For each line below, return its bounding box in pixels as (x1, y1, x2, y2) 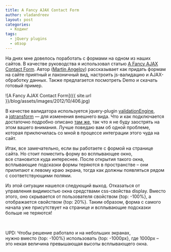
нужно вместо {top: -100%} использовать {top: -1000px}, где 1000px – (5, 235, 159, 241)
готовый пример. (5, 82, 43, 88)
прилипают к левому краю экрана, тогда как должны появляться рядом (5, 167, 165, 173)
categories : (5, 22, 31, 27)
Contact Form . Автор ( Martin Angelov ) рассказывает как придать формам (5, 66, 166, 72)
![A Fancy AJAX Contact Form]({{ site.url (5, 92, 91, 98)
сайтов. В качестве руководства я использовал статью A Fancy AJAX (5, 60, 158, 67)
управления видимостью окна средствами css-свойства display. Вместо (5, 188, 166, 194)
